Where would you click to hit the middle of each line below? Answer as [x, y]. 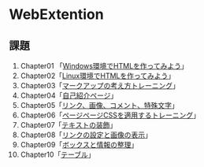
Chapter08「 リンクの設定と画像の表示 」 [86, 135]
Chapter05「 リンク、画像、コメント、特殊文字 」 [100, 105]
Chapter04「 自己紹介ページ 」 [69, 95]
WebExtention [57, 15]
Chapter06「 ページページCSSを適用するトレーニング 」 [110, 115]
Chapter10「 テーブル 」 [57, 154]
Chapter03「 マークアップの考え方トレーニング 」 [100, 85]
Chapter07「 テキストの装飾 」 [69, 125]
